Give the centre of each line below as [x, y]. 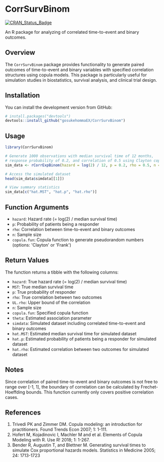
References [23, 412]
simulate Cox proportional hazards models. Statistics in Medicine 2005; [84, 450]
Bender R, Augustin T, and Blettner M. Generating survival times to [79, 445]
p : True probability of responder [44, 292]
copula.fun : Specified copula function [50, 313]
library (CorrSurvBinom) [29, 147]
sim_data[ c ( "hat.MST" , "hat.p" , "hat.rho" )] [51, 192]
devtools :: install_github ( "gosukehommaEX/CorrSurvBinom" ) [65, 121]
